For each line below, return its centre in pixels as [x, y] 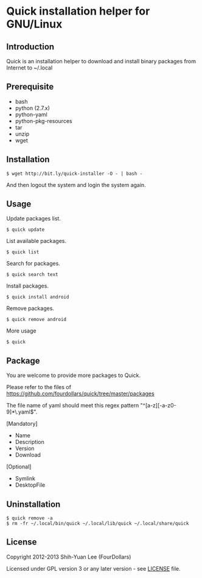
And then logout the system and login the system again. [76, 185]
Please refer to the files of [39, 387]
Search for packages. [33, 264]
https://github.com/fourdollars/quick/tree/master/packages [80, 393]
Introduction [30, 47]
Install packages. [27, 286]
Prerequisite [30, 87]
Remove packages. [30, 308]
